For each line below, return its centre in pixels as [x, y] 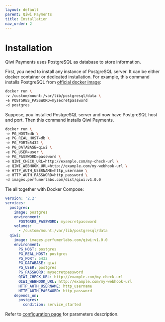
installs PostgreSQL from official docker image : [53, 82]
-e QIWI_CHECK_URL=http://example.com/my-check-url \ [62, 161]
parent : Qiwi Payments [29, 14]
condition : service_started [52, 305]
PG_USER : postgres [37, 268]
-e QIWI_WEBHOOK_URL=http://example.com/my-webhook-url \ [66, 166]
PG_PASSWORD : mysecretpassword [51, 272]
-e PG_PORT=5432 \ [24, 143]
